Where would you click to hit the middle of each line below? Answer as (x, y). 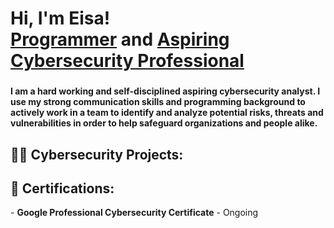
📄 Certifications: (62, 188)
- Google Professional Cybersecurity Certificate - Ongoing (134, 213)
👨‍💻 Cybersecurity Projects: (97, 154)
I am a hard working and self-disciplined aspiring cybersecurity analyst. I (165, 91)
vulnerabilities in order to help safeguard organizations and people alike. (164, 123)
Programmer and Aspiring (120, 39)
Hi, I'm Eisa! (60, 18)
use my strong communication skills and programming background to (158, 102)
